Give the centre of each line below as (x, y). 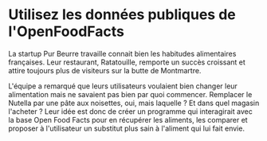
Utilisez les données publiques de (122, 15)
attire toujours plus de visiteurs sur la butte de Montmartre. (105, 70)
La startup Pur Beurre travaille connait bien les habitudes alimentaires (122, 53)
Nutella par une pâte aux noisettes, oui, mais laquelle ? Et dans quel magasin (134, 103)
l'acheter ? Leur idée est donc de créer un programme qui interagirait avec (130, 111)
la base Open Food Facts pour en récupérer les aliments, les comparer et (128, 119)
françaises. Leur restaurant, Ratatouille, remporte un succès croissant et (127, 62)
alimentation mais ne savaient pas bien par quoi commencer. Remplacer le (130, 94)
